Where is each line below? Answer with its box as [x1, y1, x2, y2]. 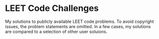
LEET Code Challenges [5, 3, 99, 14]
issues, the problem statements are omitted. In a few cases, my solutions [5, 23, 151, 29]
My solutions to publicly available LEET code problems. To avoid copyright [5, 19, 154, 24]
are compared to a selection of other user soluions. [5, 29, 108, 34]
